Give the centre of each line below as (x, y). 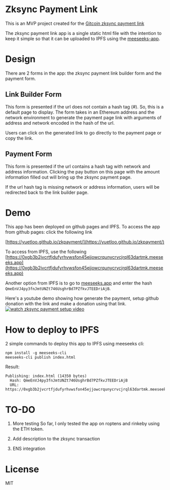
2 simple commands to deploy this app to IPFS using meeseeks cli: (75, 344)
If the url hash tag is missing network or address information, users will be (82, 187)
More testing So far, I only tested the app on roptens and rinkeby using (86, 424)
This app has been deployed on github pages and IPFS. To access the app (83, 227)
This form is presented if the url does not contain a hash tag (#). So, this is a (84, 107)
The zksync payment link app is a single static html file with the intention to (83, 33)
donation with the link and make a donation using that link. (66, 304)
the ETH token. (28, 429)
